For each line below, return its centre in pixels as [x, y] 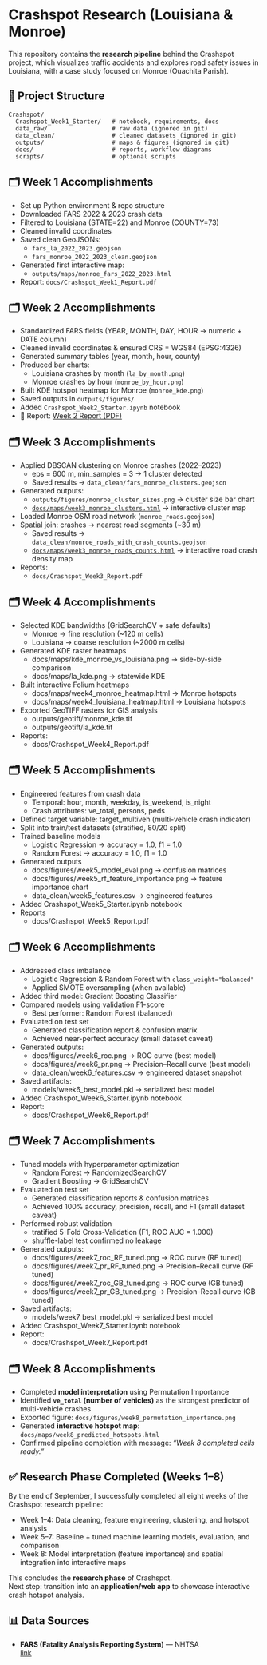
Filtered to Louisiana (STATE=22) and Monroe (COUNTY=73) [119, 222]
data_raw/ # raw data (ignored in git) [112, 128]
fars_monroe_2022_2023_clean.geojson [94, 257]
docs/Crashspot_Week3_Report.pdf [87, 577]
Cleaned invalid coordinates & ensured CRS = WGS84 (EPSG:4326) [130, 348]
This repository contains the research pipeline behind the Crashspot [121, 54]
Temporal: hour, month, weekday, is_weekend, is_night [121, 802]
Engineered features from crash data [80, 793]
